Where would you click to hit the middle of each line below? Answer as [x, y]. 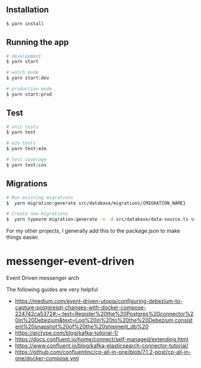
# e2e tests [21, 143]
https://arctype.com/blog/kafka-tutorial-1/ [66, 333]
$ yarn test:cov [26, 165]
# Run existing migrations [40, 197]
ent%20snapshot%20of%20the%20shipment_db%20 [82, 327]
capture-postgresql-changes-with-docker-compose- [80, 308]
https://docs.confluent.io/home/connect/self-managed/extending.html [101, 339]
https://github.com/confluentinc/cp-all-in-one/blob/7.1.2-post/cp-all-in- [103, 352]
